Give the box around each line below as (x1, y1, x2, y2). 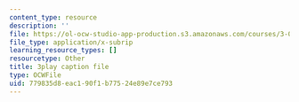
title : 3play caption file (9, 63, 109, 72)
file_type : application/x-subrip (9, 37, 133, 47)
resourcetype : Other (9, 54, 86, 63)
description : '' (9, 21, 69, 30)
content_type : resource (9, 12, 98, 22)
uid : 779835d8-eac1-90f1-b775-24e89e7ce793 (9, 79, 174, 88)
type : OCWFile (9, 71, 62, 80)
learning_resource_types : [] (9, 46, 117, 55)
